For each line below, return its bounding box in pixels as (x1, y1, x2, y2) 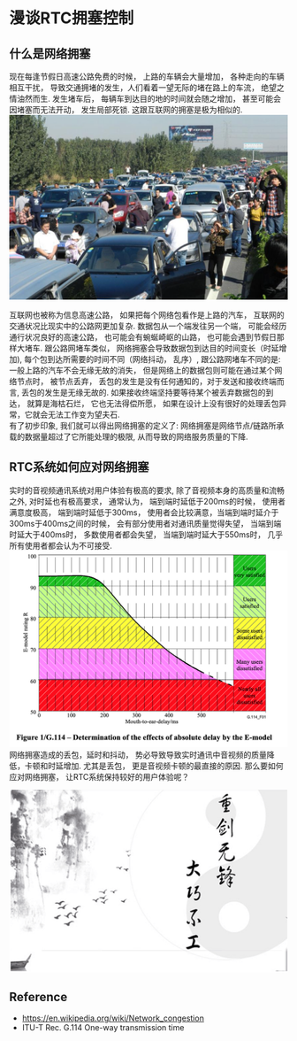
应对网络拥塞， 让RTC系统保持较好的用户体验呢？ (9, 772, 190, 783)
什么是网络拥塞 (9, 46, 91, 61)
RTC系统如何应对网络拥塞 (9, 459, 149, 474)
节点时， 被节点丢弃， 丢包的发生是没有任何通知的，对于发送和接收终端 (16, 375, 277, 386)
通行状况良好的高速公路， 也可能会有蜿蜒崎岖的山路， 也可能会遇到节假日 (9, 331, 277, 342)
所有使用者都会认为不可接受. (9, 540, 113, 551)
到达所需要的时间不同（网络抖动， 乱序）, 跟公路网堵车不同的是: (47, 353, 281, 364)
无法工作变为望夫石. (47, 409, 121, 420)
